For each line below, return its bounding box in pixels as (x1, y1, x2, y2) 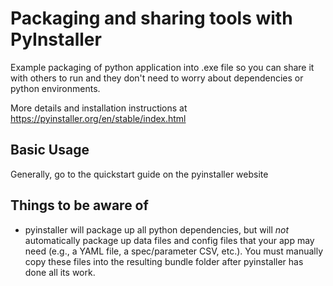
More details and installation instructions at (10, 102, 188, 114)
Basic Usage (10, 142, 90, 159)
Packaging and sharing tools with (10, 7, 293, 30)
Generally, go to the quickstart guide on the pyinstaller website (10, 168, 269, 180)
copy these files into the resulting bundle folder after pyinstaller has (24, 255, 304, 267)
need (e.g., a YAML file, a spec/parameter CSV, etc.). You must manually (24, 245, 324, 257)
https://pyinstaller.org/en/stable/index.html (10, 112, 187, 124)
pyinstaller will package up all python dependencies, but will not (24, 223, 290, 236)
